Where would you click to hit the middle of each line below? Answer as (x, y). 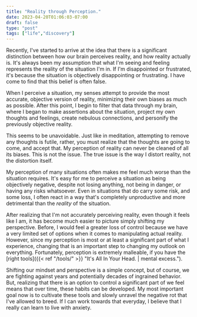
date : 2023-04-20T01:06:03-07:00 (47, 17)
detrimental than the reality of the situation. (59, 203)
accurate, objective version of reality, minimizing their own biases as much (96, 99)
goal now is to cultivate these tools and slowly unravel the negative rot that (96, 295)
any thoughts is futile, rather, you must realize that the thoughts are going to (98, 142)
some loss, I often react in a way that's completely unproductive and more (96, 197)
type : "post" (22, 28)
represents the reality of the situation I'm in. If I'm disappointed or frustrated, (99, 69)
